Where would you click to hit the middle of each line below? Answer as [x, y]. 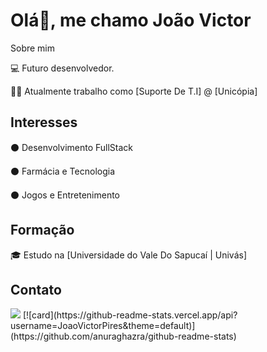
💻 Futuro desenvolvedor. [62, 68]
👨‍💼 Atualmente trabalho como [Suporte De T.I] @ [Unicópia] [134, 91]
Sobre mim [33, 48]
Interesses [44, 122]
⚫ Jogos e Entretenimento [65, 195]
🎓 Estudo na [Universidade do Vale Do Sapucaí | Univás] [128, 255]
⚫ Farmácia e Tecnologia [63, 171]
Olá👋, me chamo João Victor [131, 20]
